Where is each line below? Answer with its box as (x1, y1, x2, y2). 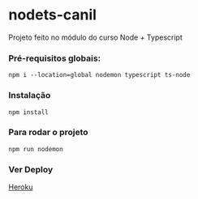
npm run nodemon (8, 145, 63, 153)
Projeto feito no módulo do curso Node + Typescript (8, 32, 183, 42)
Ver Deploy (8, 163, 54, 175)
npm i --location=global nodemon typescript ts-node (8, 71, 191, 79)
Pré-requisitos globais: (8, 53, 101, 64)
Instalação (8, 90, 51, 101)
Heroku (8, 182, 33, 192)
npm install (8, 108, 49, 116)
